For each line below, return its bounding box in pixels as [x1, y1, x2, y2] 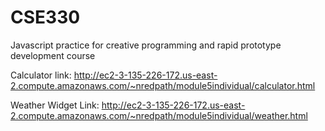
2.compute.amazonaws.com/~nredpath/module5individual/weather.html [10, 109, 308, 121]
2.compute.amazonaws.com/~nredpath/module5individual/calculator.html [10, 79, 316, 91]
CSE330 [10, 6, 81, 29]
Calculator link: [10, 69, 72, 81]
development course [10, 49, 96, 61]
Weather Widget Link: [10, 99, 100, 111]
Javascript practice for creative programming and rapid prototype [10, 39, 282, 51]
